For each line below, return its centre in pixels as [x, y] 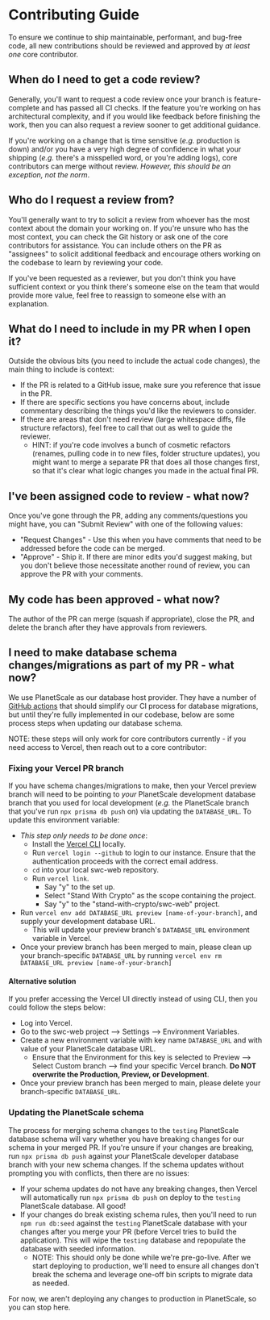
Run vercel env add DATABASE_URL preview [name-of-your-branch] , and [139, 913]
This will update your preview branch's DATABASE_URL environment [141, 930]
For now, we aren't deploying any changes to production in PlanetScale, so [132, 1298]
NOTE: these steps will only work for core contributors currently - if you [127, 739]
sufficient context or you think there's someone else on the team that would [134, 286]
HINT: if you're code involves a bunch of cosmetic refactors [131, 445]
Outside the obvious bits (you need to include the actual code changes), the [134, 361]
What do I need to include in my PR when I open [130, 329]
